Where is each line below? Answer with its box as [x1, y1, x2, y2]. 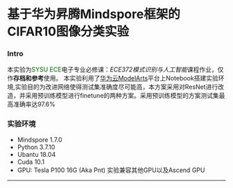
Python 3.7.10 [17, 143, 55, 151]
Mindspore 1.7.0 [17, 135, 62, 144]
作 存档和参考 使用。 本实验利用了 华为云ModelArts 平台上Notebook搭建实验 [7, 74, 218, 83]
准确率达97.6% [12, 100, 55, 108]
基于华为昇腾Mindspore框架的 [7, 6, 180, 22]
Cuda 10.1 [17, 157, 45, 166]
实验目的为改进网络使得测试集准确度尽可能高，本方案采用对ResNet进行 [15, 83, 218, 91]
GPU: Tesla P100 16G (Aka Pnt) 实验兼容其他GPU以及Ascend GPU [17, 166, 205, 174]
